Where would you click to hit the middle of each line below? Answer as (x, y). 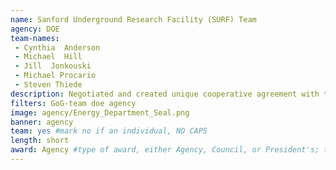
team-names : (35, 38)
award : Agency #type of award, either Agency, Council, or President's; (165, 150)
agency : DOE (35, 29)
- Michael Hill (48, 57)
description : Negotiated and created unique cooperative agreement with (165, 94)
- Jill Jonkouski (53, 66)
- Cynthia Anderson (57, 47)
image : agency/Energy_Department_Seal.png (100, 112)
